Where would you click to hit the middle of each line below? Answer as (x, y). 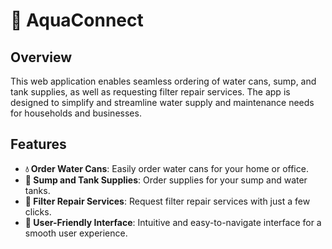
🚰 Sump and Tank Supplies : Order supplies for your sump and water (166, 180)
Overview (41, 57)
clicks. (38, 211)
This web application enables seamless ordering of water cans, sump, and (163, 81)
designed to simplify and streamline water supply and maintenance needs (162, 102)
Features (38, 144)
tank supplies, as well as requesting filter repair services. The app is (150, 92)
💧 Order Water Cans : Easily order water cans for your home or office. (166, 168)
